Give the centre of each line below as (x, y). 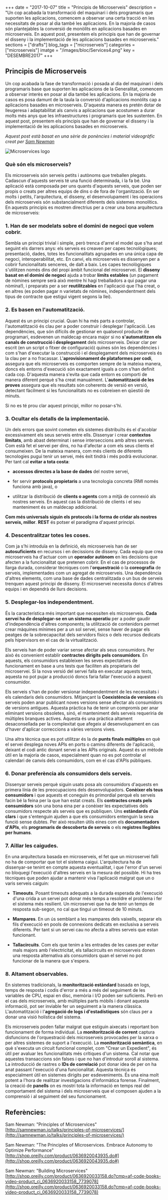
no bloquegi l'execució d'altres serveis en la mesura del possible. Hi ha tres (83, 873)
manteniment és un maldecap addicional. (55, 507)
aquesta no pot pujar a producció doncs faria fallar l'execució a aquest (78, 676)
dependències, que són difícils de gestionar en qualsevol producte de (77, 331)
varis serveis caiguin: (27, 883)
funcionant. (24, 935)
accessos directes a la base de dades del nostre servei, (71, 471)
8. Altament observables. (37, 974)
